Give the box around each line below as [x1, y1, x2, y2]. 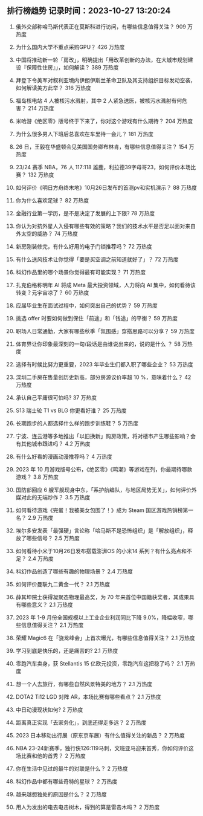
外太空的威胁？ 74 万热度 [15, 230, 78, 237]
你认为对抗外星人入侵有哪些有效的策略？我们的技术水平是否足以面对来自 [15, 222, 196, 230]
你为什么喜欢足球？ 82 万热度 [15, 196, 89, 204]
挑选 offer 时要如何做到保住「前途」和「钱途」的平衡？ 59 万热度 [15, 314, 178, 322]
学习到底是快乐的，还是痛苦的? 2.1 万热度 [15, 647, 118, 654]
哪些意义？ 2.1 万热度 [21, 601, 73, 608]
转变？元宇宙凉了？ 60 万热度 [15, 289, 89, 296]
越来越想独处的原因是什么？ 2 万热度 [15, 791, 108, 798]
